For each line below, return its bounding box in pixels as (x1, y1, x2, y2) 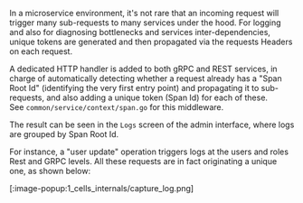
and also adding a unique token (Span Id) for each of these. (46, 92, 269, 103)
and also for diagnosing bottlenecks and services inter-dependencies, (9, 27, 271, 37)
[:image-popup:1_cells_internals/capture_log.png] (9, 183, 194, 193)
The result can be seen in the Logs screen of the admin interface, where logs (9, 119, 295, 130)
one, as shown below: (9, 166, 91, 176)
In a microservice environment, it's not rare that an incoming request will (9, 8, 279, 18)
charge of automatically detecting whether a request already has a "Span (9, 73, 282, 84)
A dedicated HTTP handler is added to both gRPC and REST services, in (9, 63, 278, 74)
